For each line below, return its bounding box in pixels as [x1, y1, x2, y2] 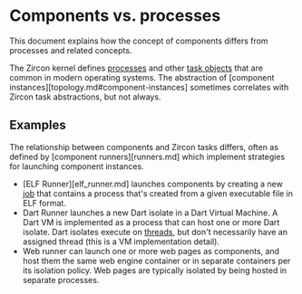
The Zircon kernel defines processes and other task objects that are [9, 62, 263, 73]
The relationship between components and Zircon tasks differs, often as [9, 141, 279, 152]
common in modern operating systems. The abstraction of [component [9, 71, 275, 82]
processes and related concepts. [9, 44, 132, 55]
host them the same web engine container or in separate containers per [22, 255, 291, 266]
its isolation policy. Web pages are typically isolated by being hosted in [22, 264, 287, 276]
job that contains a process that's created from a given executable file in [22, 187, 293, 199]
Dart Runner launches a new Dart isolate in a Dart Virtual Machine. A [22, 207, 278, 218]
